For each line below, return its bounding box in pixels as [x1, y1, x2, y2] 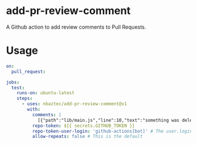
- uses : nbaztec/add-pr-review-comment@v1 [21, 101, 127, 107]
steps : [16, 95, 33, 102]
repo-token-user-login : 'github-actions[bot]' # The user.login [32, 128, 193, 134]
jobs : [6, 79, 19, 85]
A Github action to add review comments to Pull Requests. [6, 23, 147, 30]
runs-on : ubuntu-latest [16, 90, 75, 96]
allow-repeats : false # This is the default [32, 133, 143, 140]
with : [27, 106, 41, 112]
